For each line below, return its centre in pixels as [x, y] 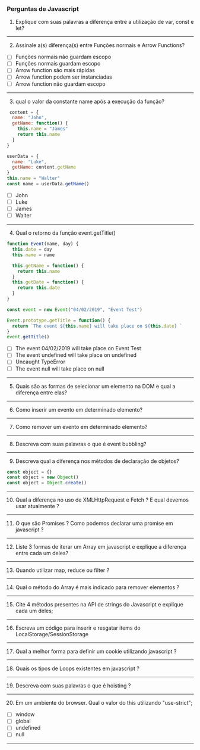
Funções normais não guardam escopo [63, 57]
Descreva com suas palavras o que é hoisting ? [73, 686]
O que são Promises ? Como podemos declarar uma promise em [94, 524]
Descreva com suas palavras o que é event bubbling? [81, 444]
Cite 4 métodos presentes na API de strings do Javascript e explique [99, 605]
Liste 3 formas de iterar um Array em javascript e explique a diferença [101, 547]
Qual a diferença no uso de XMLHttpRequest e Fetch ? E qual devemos [102, 500]
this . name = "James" [43, 129]
